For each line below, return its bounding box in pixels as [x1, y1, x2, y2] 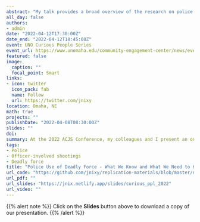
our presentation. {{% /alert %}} [6, 209, 85, 216]
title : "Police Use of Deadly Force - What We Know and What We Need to [6, 164, 190, 170]
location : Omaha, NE [6, 103, 58, 109]
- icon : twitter [6, 81, 46, 87]
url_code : [6, 169, 31, 176]
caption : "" [11, 64, 42, 70]
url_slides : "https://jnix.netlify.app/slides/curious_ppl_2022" [6, 181, 171, 187]
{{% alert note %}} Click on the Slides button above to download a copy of [6, 202, 189, 209]
